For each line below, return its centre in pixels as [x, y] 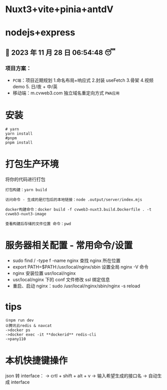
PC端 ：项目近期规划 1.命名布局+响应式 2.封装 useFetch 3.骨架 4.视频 [83, 80]
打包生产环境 [32, 164]
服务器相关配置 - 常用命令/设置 [69, 246]
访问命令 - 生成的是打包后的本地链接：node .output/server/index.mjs [74, 200]
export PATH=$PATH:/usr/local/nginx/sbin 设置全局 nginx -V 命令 [80, 267]
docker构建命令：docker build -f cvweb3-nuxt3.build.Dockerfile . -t [78, 209]
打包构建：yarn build [26, 190]
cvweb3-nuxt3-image [26, 214]
